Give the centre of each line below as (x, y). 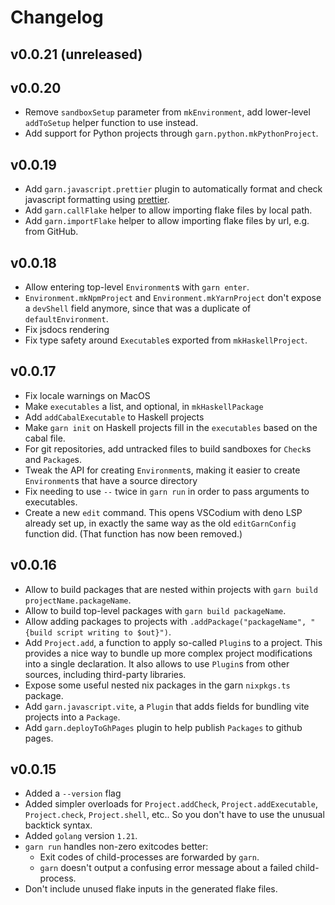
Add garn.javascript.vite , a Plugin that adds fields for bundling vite (167, 706)
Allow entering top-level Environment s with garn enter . (137, 287)
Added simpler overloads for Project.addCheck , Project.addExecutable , (171, 804)
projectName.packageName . (78, 600)
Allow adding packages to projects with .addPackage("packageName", (165, 621)
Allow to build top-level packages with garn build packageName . (155, 610)
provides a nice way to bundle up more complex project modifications (168, 653)
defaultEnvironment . (66, 319)
